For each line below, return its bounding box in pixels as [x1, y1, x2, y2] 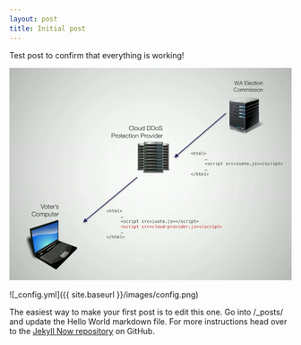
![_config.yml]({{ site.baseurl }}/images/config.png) [9, 289, 199, 300]
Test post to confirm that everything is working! [9, 49, 185, 60]
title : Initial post [9, 23, 87, 33]
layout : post [9, 14, 58, 23]
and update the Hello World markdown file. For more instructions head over [9, 316, 288, 327]
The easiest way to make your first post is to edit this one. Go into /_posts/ [9, 306, 284, 318]
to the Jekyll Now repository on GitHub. [9, 326, 155, 337]
